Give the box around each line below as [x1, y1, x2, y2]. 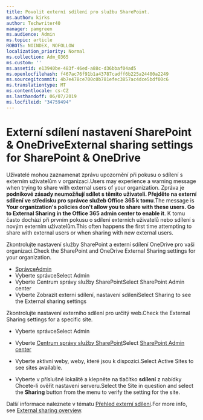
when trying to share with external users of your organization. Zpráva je [6, 184, 185, 191]
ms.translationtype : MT [6, 82, 66, 88]
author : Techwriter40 [6, 20, 61, 26]
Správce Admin [14, 265, 52, 273]
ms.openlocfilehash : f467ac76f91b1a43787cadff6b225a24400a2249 [6, 71, 169, 77]
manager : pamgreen [6, 25, 53, 32]
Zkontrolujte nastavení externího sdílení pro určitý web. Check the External [6, 309, 190, 316]
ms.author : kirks [6, 15, 50, 21]
